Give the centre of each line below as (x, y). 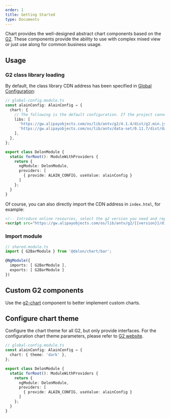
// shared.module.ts (27, 247)
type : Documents (22, 19)
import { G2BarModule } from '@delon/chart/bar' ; (59, 252)
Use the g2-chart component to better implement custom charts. (73, 303)
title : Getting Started (30, 15)
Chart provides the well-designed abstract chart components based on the (83, 34)
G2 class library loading (35, 75)
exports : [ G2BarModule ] (37, 270)
